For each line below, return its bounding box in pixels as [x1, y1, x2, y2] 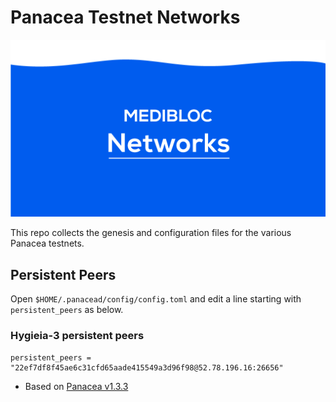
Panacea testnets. [10, 237, 85, 250]
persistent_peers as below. [10, 304, 124, 316]
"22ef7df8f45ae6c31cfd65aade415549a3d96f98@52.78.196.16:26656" [10, 362, 284, 373]
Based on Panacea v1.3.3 [24, 380, 129, 392]
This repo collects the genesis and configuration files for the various [10, 227, 292, 239]
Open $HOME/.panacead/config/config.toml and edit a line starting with [10, 293, 302, 305]
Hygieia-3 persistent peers [10, 329, 145, 343]
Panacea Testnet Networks [10, 6, 241, 29]
